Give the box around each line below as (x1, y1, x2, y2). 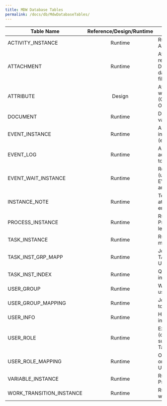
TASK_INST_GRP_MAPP (7, 253, 63, 260)
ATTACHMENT (7, 63, 42, 70)
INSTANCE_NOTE (7, 198, 49, 205)
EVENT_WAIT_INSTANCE (7, 174, 66, 181)
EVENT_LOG (7, 151, 37, 158)
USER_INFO (7, 314, 35, 321)
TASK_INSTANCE (7, 236, 48, 243)
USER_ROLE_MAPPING (7, 358, 62, 365)
